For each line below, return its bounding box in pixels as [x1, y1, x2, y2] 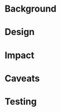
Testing [4, 96, 37, 107]
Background [4, 3, 56, 15]
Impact [4, 49, 34, 61]
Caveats [4, 72, 40, 84]
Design [4, 26, 35, 38]
